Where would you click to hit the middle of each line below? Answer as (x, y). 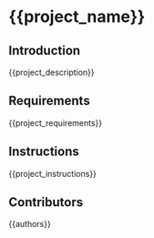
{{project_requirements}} (56, 123)
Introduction (45, 51)
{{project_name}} (77, 17)
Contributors (46, 202)
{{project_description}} (51, 72)
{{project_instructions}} (53, 173)
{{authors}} (30, 224)
